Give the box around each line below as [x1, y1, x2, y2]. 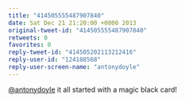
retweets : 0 [8, 33, 48, 42]
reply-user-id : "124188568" [8, 56, 102, 64]
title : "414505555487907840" [8, 11, 105, 20]
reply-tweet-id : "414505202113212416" [8, 48, 137, 56]
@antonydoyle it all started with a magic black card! [8, 85, 177, 94]
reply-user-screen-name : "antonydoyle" [8, 63, 141, 71]
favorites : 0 [8, 41, 52, 49]
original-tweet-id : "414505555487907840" [8, 26, 148, 34]
